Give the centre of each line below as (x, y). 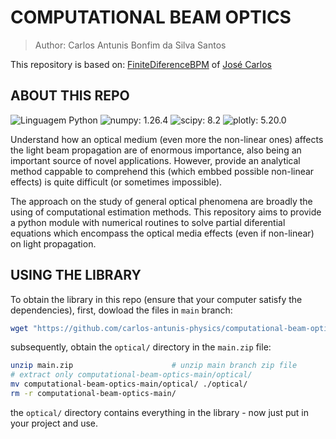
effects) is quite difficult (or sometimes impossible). (116, 182)
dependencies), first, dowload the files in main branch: (121, 310)
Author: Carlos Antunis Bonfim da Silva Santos (130, 45)
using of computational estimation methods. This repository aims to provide (166, 212)
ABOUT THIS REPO (70, 96)
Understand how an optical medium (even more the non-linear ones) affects (167, 139)
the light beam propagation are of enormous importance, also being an (156, 150)
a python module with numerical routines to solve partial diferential (148, 222)
